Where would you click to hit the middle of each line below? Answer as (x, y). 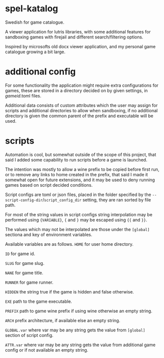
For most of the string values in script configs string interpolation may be (79, 214)
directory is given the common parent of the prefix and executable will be (79, 116)
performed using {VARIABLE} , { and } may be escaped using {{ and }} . (76, 220)
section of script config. (29, 335)
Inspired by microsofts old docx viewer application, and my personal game (80, 46)
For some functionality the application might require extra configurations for (82, 85)
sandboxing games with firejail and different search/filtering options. (74, 37)
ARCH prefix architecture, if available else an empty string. (63, 320)
